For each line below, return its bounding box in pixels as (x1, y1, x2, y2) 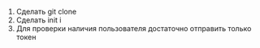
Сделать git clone (15, 7, 77, 16)
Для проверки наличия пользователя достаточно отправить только (15, 24, 252, 33)
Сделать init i (15, 15, 62, 25)
